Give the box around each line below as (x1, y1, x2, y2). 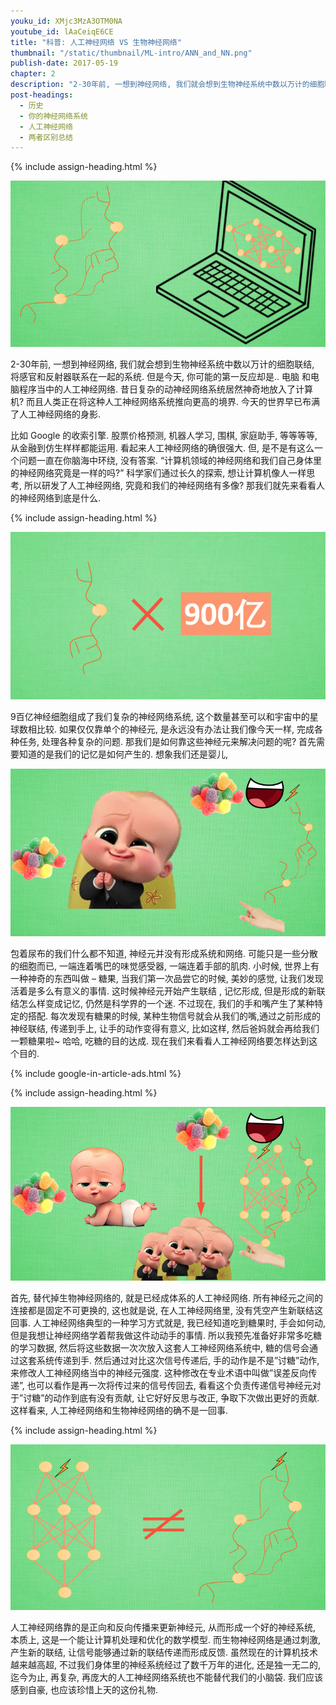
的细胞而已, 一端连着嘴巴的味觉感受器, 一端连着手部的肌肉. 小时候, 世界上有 (10, 960, 320, 972)
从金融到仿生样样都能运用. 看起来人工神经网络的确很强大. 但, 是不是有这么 (10, 442, 315, 454)
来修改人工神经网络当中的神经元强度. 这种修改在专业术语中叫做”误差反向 (10, 1366, 309, 1379)
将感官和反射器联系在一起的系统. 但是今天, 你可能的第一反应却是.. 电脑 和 (10, 371, 311, 383)
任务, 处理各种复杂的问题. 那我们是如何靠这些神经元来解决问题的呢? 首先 (18, 735, 317, 747)
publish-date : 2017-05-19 (10, 58, 118, 69)
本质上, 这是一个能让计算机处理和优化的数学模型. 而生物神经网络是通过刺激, (10, 1634, 321, 1646)
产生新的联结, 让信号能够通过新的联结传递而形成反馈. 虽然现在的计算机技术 (10, 1646, 318, 1659)
